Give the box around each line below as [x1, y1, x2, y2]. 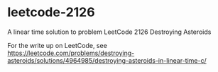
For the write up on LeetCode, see [7, 41, 108, 49]
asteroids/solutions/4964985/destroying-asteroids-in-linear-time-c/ [7, 56, 207, 64]
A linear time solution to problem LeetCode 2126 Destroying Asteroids [7, 28, 212, 36]
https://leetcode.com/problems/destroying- [7, 49, 135, 57]
